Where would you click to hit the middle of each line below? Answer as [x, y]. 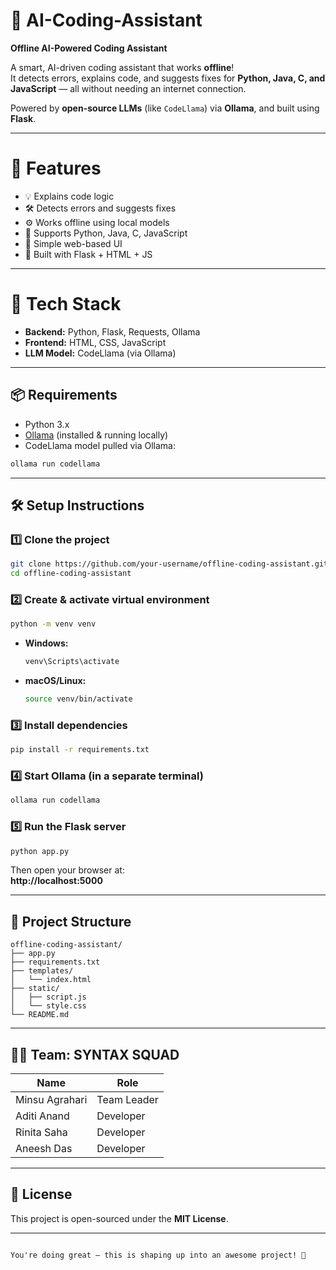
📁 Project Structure [71, 921]
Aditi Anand [42, 1116]
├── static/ [35, 989]
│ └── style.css [48, 1006]
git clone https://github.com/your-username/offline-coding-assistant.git [169, 564]
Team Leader [127, 1099]
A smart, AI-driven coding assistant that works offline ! [122, 67]
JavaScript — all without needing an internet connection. [128, 88]
